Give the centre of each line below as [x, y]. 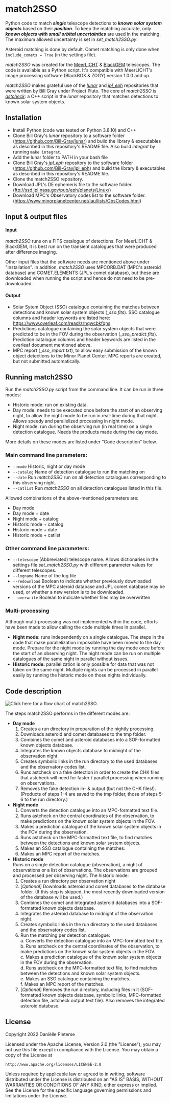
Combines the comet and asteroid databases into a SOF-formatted [90, 740]
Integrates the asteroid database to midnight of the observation [87, 914]
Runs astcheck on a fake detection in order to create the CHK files [90, 772]
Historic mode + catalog [38, 524]
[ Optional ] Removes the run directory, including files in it [80, 989]
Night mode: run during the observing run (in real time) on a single [82, 426]
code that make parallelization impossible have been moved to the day [87, 643]
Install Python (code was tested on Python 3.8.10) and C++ [74, 130]
